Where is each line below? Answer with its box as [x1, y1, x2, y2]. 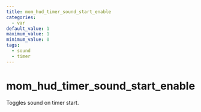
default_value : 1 [6, 25, 50, 32]
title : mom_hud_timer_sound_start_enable [6, 8, 112, 15]
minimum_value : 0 [6, 37, 50, 43]
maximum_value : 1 [6, 31, 50, 37]
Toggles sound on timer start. [6, 99, 79, 106]
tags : [6, 43, 20, 49]
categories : [6, 14, 36, 20]
